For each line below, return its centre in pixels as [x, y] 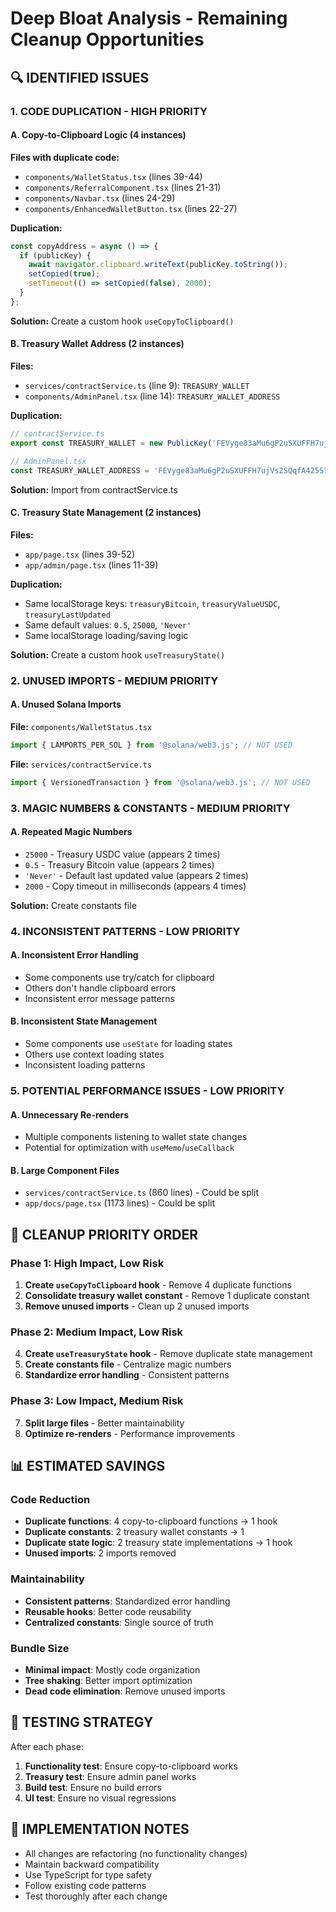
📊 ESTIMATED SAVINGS [88, 1466]
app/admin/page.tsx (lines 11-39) [91, 564]
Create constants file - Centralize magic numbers [128, 1364]
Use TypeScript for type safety [88, 1874]
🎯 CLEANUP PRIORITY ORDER [104, 1234]
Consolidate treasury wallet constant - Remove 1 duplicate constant [167, 1296]
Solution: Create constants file [73, 905]
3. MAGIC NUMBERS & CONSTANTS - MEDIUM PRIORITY [150, 808]
